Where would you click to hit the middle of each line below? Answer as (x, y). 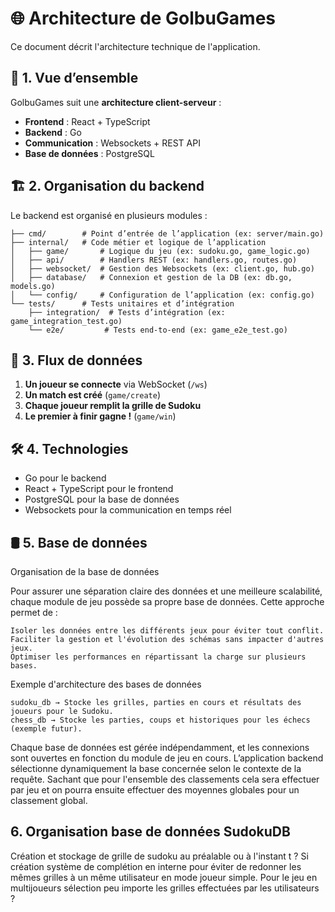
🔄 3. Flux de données (76, 360)
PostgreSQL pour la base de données (102, 499)
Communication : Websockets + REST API (112, 143)
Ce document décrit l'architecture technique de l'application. (135, 46)
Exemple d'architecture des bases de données (106, 684)
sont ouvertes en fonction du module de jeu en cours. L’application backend (167, 758)
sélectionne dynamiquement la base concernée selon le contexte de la (156, 768)
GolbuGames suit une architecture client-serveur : (116, 102)
